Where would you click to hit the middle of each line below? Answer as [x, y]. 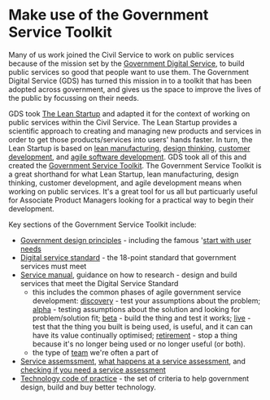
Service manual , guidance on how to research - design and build [128, 275]
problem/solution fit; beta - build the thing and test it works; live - [142, 318]
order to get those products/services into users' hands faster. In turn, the [131, 139]
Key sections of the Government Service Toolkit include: [102, 224]
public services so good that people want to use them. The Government [129, 72]
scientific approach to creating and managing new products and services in [135, 131]
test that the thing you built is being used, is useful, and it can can [143, 326]
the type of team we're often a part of [95, 352]
